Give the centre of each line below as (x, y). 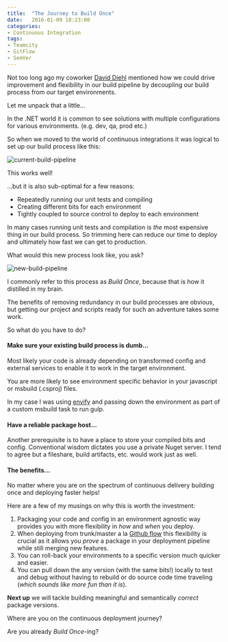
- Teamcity (23, 45)
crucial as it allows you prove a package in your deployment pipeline (113, 541)
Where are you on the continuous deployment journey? (85, 618)
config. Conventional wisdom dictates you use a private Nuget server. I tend (114, 447)
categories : (24, 26)
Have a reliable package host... (52, 424)
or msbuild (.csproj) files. (42, 388)
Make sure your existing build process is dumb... (78, 346)
